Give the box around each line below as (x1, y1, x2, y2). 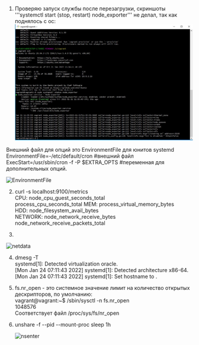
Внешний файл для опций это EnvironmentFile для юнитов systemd (6, 146, 175, 153)
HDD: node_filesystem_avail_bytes (14, 207, 99, 214)
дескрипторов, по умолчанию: (14, 290, 93, 298)
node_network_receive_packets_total (14, 219, 105, 226)
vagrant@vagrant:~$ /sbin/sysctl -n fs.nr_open (14, 296, 130, 304)
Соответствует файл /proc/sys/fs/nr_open (14, 309, 120, 317)
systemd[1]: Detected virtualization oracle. (14, 260, 118, 267)
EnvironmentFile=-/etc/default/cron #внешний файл (6, 152, 134, 159)
